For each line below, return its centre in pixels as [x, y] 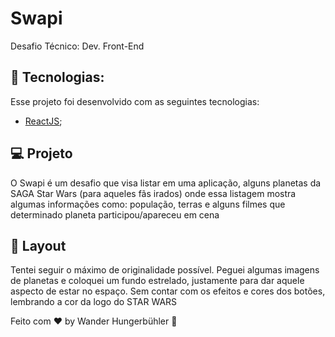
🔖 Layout [38, 245]
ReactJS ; [43, 121]
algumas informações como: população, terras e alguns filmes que [148, 204]
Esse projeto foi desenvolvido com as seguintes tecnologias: [135, 101]
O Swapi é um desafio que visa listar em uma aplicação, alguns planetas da [166, 183]
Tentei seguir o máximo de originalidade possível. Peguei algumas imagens [165, 270]
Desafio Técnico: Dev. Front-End [77, 46]
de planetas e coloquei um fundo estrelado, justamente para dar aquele [157, 281]
